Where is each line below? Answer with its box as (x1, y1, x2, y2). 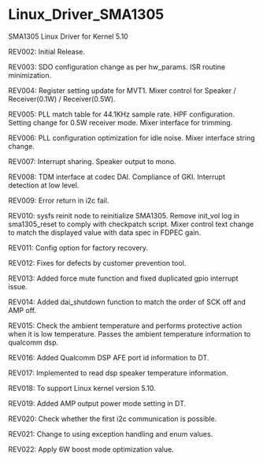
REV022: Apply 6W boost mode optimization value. (8, 444, 175, 454)
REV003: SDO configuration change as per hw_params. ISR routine (8, 61, 226, 72)
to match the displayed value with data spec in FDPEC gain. (8, 227, 202, 237)
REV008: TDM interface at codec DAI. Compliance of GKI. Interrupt (8, 172, 226, 181)
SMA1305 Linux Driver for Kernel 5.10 (8, 32, 128, 41)
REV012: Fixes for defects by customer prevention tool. (8, 258, 187, 267)
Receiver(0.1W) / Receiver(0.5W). (8, 94, 116, 103)
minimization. (8, 70, 52, 80)
